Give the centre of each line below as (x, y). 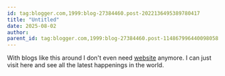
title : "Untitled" (33, 20)
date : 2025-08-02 (32, 26)
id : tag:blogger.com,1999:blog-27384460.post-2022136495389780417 (104, 13)
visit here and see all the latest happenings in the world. (85, 65)
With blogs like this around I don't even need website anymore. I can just (109, 58)
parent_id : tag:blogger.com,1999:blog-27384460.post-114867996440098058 (113, 39)
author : (18, 32)
